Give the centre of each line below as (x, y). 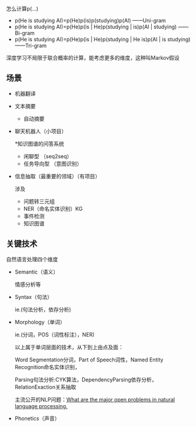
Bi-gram (24, 33)
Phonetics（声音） (37, 418)
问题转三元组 (39, 201)
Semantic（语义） (37, 272)
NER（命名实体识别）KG (53, 208)
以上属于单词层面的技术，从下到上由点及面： (69, 347)
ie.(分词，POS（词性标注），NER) (55, 334)
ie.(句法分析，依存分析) (43, 309)
